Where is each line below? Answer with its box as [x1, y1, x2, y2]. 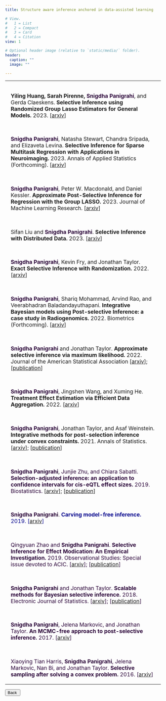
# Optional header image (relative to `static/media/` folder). [5, 48, 140, 53]
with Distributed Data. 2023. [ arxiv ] [10, 234, 103, 242]
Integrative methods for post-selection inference [10, 431, 139, 438]
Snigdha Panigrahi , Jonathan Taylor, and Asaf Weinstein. [10, 424, 155, 432]
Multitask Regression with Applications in [10, 148, 120, 156]
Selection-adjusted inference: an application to [10, 474, 134, 481]
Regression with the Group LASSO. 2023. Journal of [10, 198, 145, 205]
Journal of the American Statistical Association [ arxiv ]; [10, 358, 148, 365]
